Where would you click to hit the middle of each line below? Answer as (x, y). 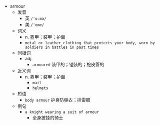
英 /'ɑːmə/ (35, 18)
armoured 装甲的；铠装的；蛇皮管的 (68, 64)
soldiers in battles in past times (62, 47)
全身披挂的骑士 (48, 118)
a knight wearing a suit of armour (62, 112)
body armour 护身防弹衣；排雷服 (58, 100)
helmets (40, 88)
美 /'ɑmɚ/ (34, 24)
